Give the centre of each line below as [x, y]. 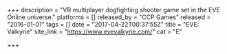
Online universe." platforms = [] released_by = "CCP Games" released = [109, 17]
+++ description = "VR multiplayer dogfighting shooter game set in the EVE [113, 10]
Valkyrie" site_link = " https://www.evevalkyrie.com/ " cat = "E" [95, 31]
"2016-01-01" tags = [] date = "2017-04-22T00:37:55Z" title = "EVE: [103, 24]
